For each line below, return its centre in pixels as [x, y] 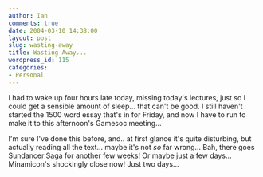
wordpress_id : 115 [39, 61]
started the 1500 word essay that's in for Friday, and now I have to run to [127, 114]
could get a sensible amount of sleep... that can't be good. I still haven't [126, 106]
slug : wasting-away [41, 45]
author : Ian [28, 16]
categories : [28, 68]
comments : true [33, 23]
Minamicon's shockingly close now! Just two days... [94, 163]
